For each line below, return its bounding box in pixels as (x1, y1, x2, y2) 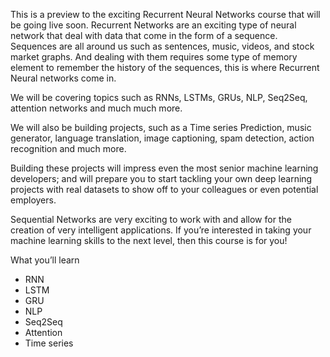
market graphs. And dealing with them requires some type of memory (10, 51, 298, 63)
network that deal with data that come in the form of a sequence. (10, 30, 278, 41)
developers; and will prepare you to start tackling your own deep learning (10, 173, 313, 184)
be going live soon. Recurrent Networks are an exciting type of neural (10, 19, 297, 31)
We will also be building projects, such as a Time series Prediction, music (10, 122, 312, 133)
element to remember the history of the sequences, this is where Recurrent (10, 62, 320, 73)
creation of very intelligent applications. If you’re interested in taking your (10, 224, 312, 236)
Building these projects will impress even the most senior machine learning (10, 162, 319, 174)
